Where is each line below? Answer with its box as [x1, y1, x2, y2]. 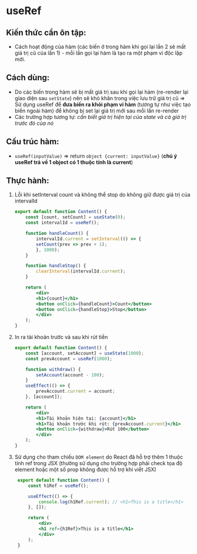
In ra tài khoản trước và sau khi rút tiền [14, 334, 108, 341]
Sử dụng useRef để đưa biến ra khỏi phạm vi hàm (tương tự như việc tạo [14, 101, 191, 108]
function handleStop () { [25, 263, 86, 269]
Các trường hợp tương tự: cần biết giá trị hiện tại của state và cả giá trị [14, 113, 186, 120]
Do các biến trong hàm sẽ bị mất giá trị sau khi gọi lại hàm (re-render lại [14, 88, 189, 95]
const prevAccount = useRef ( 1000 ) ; [25, 356, 113, 361]
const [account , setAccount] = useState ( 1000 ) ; [25, 350, 144, 356]
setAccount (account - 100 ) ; [36, 372, 105, 378]
